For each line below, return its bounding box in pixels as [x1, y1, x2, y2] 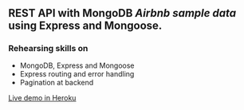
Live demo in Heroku [8, 93, 77, 103]
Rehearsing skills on [8, 43, 89, 54]
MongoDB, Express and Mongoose [19, 61, 135, 70]
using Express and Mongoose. [8, 19, 163, 33]
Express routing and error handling [19, 69, 135, 79]
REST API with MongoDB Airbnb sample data [8, 6, 237, 20]
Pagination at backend [19, 78, 94, 88]
